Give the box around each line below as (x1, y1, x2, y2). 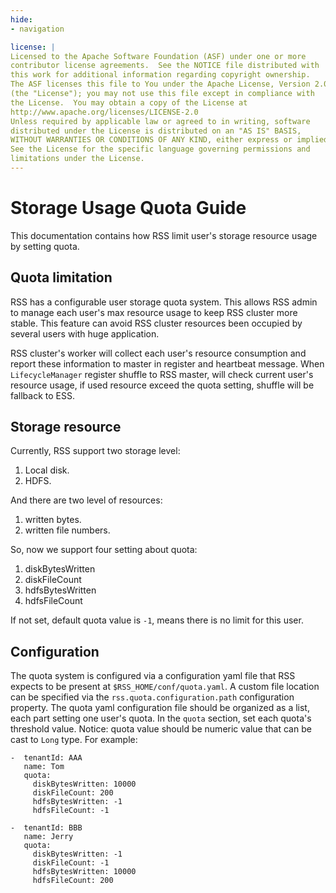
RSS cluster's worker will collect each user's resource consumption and (10, 347, 307, 359)
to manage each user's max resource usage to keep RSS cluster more (10, 306, 298, 318)
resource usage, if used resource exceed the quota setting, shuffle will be (10, 379, 315, 391)
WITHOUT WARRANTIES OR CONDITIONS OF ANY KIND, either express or (10, 135, 293, 145)
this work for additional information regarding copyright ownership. (10, 70, 311, 80)
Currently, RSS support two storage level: (10, 445, 181, 457)
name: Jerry (23, 832, 74, 842)
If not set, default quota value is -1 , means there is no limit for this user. (10, 614, 304, 626)
